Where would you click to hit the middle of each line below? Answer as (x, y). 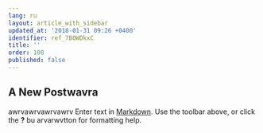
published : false (37, 61)
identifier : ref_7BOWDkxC (51, 38)
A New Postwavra (53, 92)
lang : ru (23, 16)
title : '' (25, 45)
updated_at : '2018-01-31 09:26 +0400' (72, 30)
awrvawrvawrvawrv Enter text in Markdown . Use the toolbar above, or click (132, 111)
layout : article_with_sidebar (58, 23)
